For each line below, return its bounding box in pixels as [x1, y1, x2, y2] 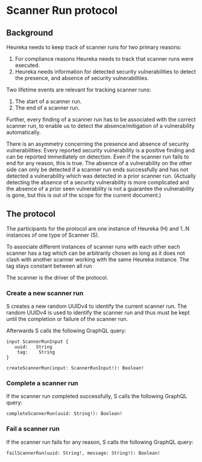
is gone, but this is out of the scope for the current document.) [6, 192, 162, 199]
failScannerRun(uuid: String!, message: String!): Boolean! [6, 450, 161, 456]
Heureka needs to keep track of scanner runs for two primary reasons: [6, 43, 182, 51]
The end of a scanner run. [14, 104, 80, 111]
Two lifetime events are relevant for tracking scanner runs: [6, 86, 151, 93]
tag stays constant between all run [6, 262, 92, 269]
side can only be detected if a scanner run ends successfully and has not [6, 166, 189, 173]
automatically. [6, 129, 41, 136]
